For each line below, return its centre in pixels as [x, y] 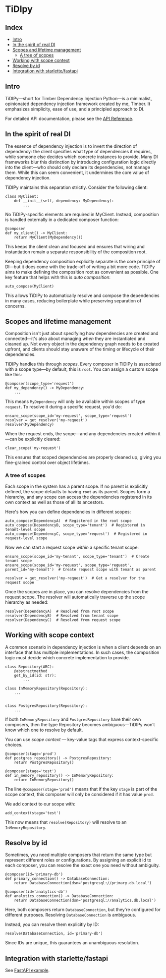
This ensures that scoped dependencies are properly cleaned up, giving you [83, 458]
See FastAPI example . [28, 971]
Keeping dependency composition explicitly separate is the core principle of [83, 261]
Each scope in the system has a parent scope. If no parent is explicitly [77, 486]
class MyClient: [22, 196]
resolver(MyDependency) [30, 425]
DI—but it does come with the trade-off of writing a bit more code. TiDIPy [80, 267]
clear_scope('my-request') [33, 448]
